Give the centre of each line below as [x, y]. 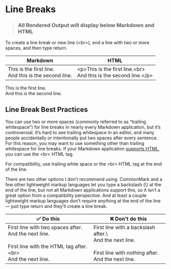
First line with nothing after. [126, 253]
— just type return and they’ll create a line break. [56, 206]
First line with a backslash [124, 227]
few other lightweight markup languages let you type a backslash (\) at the [83, 185]
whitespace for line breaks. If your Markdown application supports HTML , [83, 149]
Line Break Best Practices [47, 110]
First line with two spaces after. [45, 227]
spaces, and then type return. [36, 48]
